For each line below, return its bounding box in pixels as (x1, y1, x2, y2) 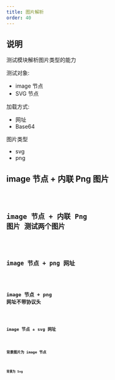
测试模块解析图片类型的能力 (6, 56, 76, 64)
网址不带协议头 (6, 298, 42, 305)
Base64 (15, 123, 35, 131)
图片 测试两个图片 (6, 222, 65, 231)
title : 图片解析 (6, 9, 44, 15)
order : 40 (6, 15, 32, 21)
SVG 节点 (15, 90, 39, 97)
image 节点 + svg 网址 (6, 326, 56, 332)
